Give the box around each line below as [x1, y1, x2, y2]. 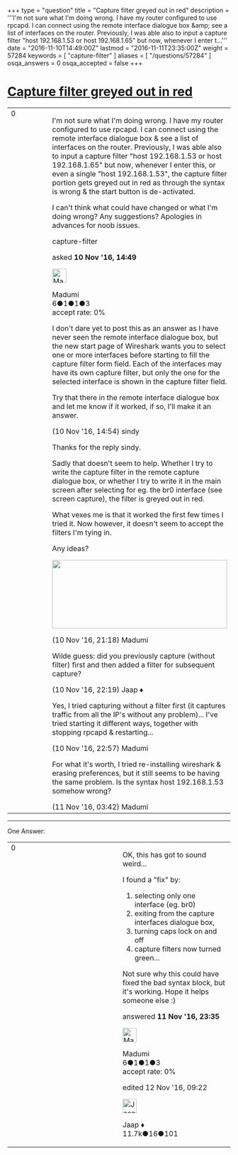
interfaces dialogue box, [134, 917, 215, 927]
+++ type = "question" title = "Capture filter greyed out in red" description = [7, 6, 229, 14]
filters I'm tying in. [52, 527, 112, 537]
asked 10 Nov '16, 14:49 [52, 252, 137, 262]
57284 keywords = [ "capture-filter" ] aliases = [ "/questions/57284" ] [7, 51, 211, 60]
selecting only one [134, 891, 196, 901]
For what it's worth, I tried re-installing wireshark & [52, 759, 222, 769]
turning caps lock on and [134, 926, 217, 936]
